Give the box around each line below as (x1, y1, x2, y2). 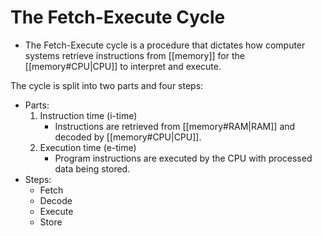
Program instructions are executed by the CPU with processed (54, 152, 313, 164)
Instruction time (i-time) (39, 109, 138, 121)
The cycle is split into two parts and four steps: (10, 79, 204, 91)
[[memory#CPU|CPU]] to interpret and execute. (24, 60, 222, 72)
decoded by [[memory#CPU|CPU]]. (54, 131, 202, 143)
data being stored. (54, 162, 131, 175)
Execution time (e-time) (39, 141, 137, 153)
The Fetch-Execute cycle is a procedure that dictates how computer (24, 39, 306, 51)
